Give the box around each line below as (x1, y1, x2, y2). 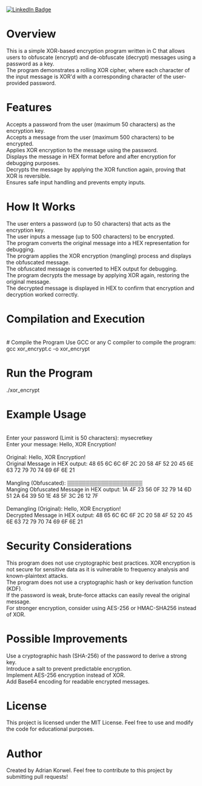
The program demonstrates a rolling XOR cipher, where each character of (6, 66, 190, 73)
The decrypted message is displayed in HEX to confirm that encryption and (6, 284, 195, 292)
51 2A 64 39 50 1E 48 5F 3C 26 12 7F (6, 492, 99, 499)
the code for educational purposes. (6, 725, 95, 733)
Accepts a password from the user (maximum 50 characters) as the (6, 121, 176, 128)
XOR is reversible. (6, 172, 51, 180)
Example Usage (6, 408, 87, 421)
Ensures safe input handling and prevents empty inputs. (6, 178, 146, 186)
